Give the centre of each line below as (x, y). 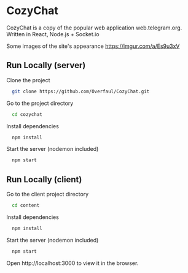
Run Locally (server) (46, 65)
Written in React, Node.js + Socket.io (53, 34)
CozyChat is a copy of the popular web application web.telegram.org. (94, 28)
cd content (26, 206)
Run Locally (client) (44, 179)
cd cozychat (27, 114)
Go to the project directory (40, 103)
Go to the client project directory (48, 194)
